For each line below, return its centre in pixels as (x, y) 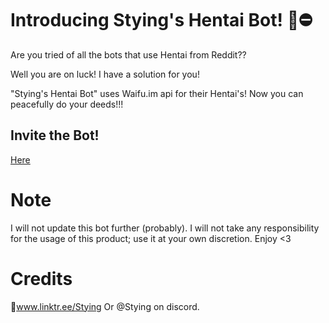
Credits (41, 278)
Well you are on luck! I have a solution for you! (105, 74)
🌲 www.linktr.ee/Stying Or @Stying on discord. (105, 306)
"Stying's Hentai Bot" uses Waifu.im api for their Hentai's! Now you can (157, 93)
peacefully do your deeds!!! (67, 104)
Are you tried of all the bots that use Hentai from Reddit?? (128, 54)
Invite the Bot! (55, 135)
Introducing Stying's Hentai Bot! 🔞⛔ (161, 20)
